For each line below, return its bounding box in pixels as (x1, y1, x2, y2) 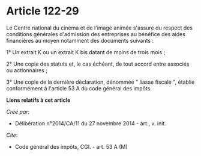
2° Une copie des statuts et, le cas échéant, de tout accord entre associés (6, 60, 190, 67)
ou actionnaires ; (6, 66, 48, 73)
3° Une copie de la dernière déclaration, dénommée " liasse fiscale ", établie (6, 78, 195, 86)
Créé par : (6, 108, 30, 115)
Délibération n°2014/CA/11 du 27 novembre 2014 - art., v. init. (14, 119, 166, 127)
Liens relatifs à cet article (6, 96, 71, 104)
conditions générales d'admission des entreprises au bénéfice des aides (6, 30, 186, 37)
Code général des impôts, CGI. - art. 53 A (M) (14, 143, 128, 150)
